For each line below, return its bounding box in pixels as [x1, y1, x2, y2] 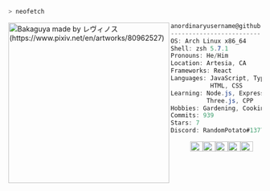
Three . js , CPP [206, 96, 254, 104]
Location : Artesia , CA [170, 59, 247, 67]
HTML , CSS [210, 81, 243, 90]
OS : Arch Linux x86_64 [170, 37, 247, 45]
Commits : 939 [170, 112, 215, 120]
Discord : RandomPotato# [170, 127, 251, 135]
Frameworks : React [170, 67, 232, 75]
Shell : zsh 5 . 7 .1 [170, 44, 229, 52]
